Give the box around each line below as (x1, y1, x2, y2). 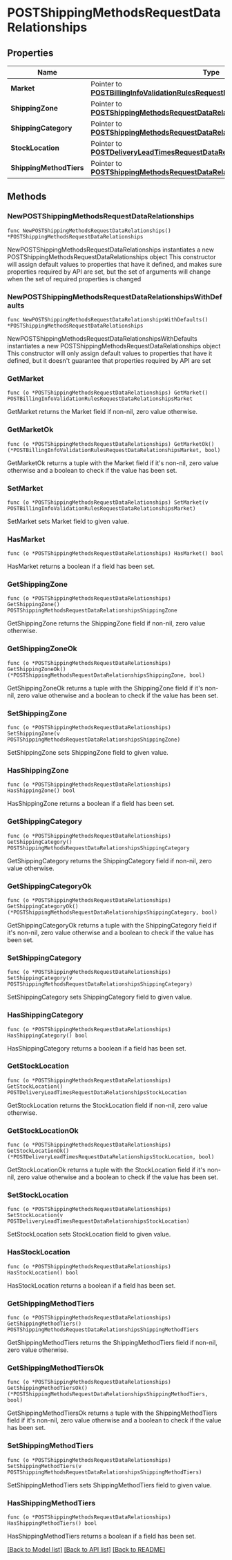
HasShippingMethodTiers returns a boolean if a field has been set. (7, 1532, 197, 1540)
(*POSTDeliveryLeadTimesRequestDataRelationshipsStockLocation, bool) (7, 1154, 215, 1160)
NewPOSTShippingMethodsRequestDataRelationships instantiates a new (7, 245, 214, 254)
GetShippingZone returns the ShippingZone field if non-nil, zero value (7, 619, 206, 628)
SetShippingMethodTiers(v (7, 1463, 81, 1469)
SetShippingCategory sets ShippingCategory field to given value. (7, 993, 192, 1002)
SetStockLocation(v (7, 1212, 64, 1219)
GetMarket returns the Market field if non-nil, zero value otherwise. (7, 408, 198, 416)
